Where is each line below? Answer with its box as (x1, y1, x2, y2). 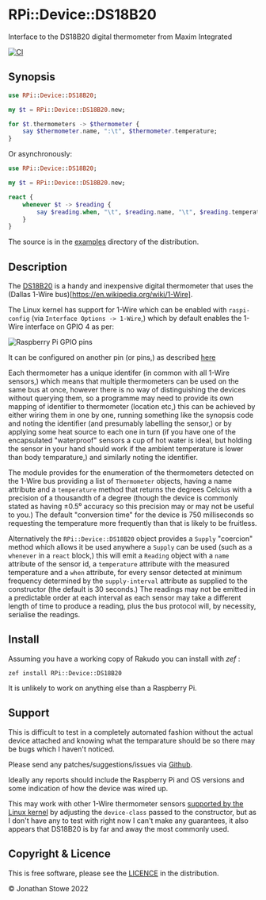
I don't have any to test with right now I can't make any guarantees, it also (8, 816, 249, 825)
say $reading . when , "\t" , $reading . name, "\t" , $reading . (36, 208, 232, 216)
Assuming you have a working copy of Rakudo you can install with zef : (8, 654, 241, 663)
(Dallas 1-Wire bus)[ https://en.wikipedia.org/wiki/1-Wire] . (8, 290, 193, 299)
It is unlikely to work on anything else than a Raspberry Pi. (8, 683, 197, 693)
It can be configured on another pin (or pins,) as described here (8, 353, 216, 362)
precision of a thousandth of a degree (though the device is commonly (8, 493, 239, 503)
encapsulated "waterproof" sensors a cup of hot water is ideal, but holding (8, 435, 253, 446)
